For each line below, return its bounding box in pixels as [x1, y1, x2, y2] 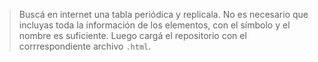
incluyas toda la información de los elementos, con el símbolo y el [18, 19, 291, 31]
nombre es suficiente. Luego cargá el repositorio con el [18, 30, 247, 41]
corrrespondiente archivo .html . [18, 40, 152, 52]
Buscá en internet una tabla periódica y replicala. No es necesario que [18, 9, 309, 20]
